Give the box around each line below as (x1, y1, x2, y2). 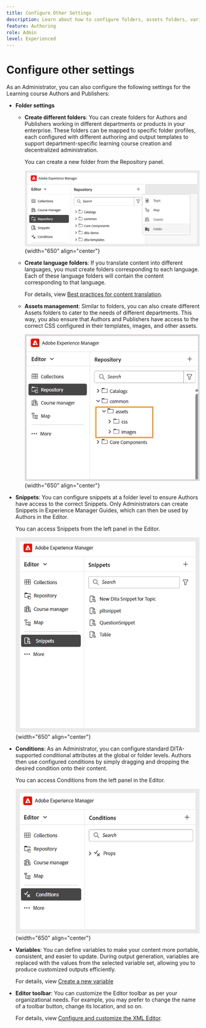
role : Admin (6, 29, 37, 36)
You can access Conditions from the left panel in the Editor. (15, 776, 166, 784)
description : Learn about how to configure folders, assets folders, (6, 16, 188, 23)
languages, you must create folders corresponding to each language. (24, 265, 199, 273)
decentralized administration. (24, 146, 98, 154)
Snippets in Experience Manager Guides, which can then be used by (15, 507, 188, 514)
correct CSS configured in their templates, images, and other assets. (24, 322, 198, 329)
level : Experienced (6, 36, 56, 42)
